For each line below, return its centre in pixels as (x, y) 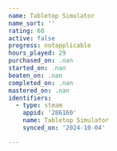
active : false (32, 38)
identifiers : (30, 98)
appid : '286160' (50, 113)
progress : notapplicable (50, 46)
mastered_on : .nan (39, 90)
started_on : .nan (37, 68)
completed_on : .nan (41, 83)
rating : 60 (26, 31)
